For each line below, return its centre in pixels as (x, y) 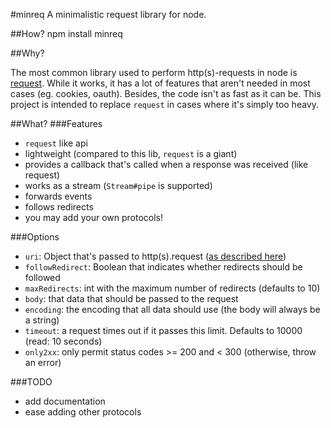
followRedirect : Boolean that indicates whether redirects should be (163, 267)
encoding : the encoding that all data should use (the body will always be (172, 309)
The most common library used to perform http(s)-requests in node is (154, 72)
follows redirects (59, 207)
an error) (43, 362)
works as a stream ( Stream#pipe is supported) (118, 185)
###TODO (31, 382)
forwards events (58, 196)
